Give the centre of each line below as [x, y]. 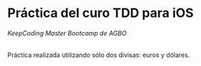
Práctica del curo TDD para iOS [100, 13]
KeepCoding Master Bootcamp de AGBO [67, 33]
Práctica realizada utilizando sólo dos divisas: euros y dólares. [99, 55]
